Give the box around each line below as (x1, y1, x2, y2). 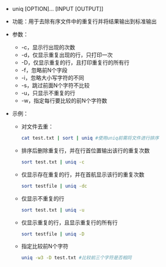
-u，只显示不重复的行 (21, 90, 76, 96)
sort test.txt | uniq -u (21, 207, 85, 213)
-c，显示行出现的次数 (21, 44, 76, 51)
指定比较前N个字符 (21, 243, 69, 250)
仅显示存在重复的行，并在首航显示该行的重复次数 (21, 171, 145, 178)
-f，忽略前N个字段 (21, 66, 68, 74)
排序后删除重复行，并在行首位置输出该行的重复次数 (21, 146, 150, 154)
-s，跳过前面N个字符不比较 (21, 82, 90, 89)
